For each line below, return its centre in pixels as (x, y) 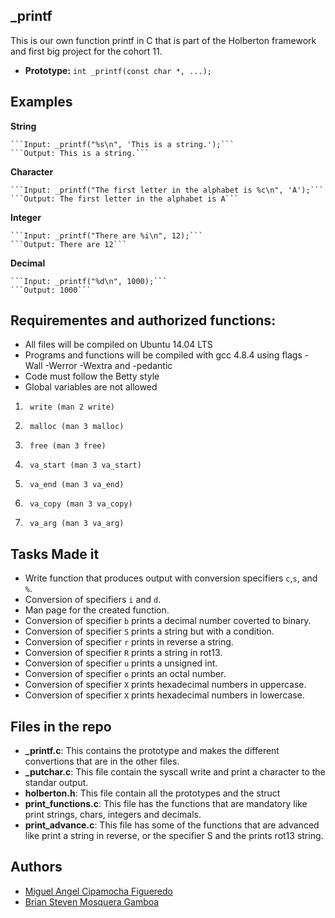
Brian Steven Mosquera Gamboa (92, 901)
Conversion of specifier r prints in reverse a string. (129, 642)
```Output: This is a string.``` (80, 153)
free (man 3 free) (68, 446)
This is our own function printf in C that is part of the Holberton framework (163, 40)
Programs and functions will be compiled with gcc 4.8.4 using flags (163, 355)
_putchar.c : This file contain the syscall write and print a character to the (175, 772)
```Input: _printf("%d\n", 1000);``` (89, 281)
